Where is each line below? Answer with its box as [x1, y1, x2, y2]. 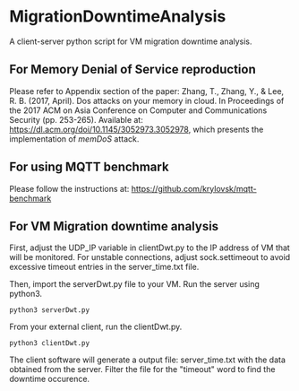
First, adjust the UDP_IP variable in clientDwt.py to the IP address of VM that [9, 242, 291, 253]
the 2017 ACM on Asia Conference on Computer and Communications [9, 105, 268, 116]
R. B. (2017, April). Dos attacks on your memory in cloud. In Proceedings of [9, 95, 285, 106]
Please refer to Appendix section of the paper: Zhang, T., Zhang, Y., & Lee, [9, 85, 285, 96]
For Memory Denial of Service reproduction [9, 62, 257, 77]
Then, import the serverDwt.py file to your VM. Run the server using [9, 279, 260, 290]
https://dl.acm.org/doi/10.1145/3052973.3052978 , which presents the [9, 124, 264, 135]
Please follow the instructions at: [9, 183, 130, 194]
